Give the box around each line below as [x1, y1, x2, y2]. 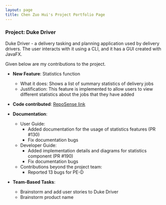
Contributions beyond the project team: [20, 163, 102, 170]
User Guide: [20, 120, 46, 127]
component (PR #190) [27, 153, 73, 159]
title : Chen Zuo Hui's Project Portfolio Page [5, 12, 105, 17]
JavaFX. [5, 51, 23, 57]
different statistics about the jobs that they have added [20, 91, 135, 97]
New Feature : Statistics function [12, 70, 80, 76]
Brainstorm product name [20, 194, 74, 200]
